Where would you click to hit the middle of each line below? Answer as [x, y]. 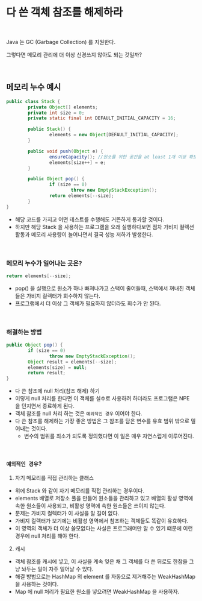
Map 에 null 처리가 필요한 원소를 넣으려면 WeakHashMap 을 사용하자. [97, 591]
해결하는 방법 [24, 332]
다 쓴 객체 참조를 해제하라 [65, 12]
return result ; [47, 373]
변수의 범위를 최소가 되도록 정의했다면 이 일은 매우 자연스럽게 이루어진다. [109, 436]
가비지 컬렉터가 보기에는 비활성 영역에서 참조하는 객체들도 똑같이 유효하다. [102, 521]
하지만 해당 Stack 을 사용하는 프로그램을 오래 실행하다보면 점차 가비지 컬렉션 [104, 227]
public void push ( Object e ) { [66, 151]
